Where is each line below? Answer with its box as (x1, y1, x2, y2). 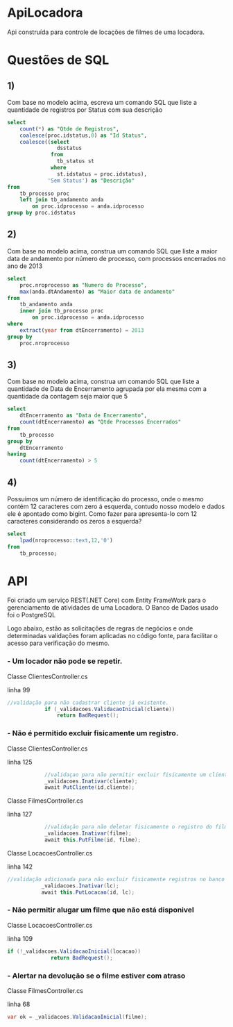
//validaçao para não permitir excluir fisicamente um (44, 771, 207, 778)
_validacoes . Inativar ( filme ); (44, 830, 132, 837)
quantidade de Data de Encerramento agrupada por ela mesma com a (7, 385, 207, 393)
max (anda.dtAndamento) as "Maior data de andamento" (19, 288, 175, 295)
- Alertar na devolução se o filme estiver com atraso (7, 971, 186, 980)
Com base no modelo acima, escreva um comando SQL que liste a (7, 98, 198, 106)
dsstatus (56, 144, 82, 152)
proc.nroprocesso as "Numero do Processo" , (19, 281, 148, 289)
